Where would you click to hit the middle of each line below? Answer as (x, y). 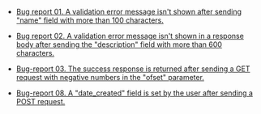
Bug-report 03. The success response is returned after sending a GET (133, 69)
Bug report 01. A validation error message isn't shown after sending (128, 12)
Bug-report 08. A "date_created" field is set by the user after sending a (135, 93)
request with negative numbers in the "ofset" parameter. (110, 77)
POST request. (41, 101)
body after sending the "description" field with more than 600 (119, 44)
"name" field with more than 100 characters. (90, 20)
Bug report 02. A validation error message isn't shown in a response (130, 36)
